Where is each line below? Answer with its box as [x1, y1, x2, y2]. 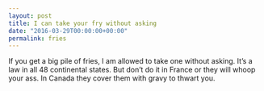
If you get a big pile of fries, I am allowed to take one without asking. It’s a [8, 56, 253, 66]
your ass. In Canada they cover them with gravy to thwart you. [8, 73, 216, 83]
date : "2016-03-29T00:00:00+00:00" [8, 27, 128, 35]
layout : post [8, 11, 52, 20]
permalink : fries [8, 34, 67, 43]
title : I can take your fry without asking [8, 19, 157, 27]
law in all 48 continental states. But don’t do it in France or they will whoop [8, 65, 256, 75]
